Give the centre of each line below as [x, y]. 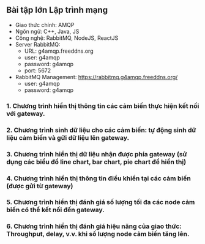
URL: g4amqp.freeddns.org [59, 51]
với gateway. [26, 113]
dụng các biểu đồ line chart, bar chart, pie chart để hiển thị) [96, 162]
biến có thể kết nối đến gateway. [56, 210]
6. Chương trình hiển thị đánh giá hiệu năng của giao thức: [94, 226]
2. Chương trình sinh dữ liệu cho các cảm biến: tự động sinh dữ [101, 130]
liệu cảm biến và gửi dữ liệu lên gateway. [68, 137]
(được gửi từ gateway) [40, 186]
